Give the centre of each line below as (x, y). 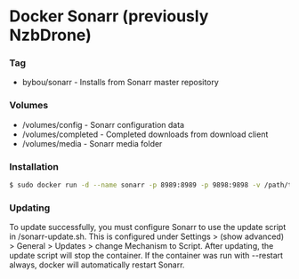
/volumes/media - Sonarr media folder (92, 143)
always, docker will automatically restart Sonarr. (97, 265)
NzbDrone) (50, 35)
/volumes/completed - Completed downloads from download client (145, 134)
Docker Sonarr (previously (109, 16)
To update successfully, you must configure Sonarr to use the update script (148, 227)
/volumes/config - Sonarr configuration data (103, 124)
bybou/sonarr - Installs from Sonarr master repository (121, 83)
